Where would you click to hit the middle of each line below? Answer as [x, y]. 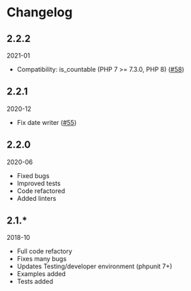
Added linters [36, 198]
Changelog [40, 12]
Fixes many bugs [42, 259]
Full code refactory [44, 251]
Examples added [41, 274]
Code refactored [41, 191]
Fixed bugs [33, 175]
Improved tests [39, 183]
